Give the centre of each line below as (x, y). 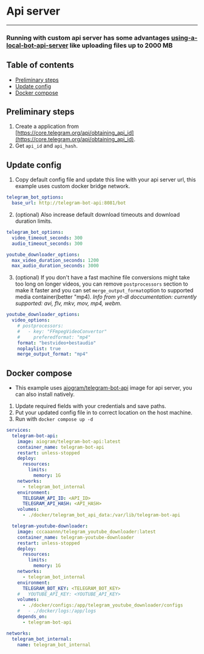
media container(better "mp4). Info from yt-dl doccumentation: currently (106, 297)
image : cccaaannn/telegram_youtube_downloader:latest (87, 532)
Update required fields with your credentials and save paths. (91, 406)
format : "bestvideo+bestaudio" (57, 343)
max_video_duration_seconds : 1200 (55, 260)
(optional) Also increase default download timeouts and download (97, 215)
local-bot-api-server (37, 45)
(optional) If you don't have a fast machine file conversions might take (102, 278)
